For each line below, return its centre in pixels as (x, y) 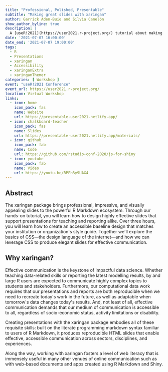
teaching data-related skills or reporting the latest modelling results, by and (83, 275)
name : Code (26, 150)
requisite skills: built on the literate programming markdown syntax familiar (82, 327)
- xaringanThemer (28, 75)
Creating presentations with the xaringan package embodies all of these (80, 322)
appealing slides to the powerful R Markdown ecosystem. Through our (78, 210)
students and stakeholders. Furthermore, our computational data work (78, 286)
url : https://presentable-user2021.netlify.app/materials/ (77, 136)
